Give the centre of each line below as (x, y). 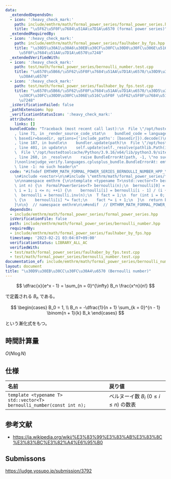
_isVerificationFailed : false (42, 105)
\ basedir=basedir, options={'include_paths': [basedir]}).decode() (89, 138)
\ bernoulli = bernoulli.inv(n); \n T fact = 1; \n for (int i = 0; (90, 195)
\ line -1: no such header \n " (47, 166)
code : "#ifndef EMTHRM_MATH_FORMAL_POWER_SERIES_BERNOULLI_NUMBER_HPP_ (88, 172)
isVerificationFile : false (38, 219)
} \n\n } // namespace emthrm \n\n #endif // (61, 205)
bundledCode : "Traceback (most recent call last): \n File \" (77, 129)
